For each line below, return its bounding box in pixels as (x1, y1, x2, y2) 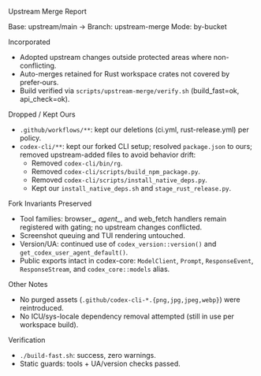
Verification (8, 335, 46, 344)
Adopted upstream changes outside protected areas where (19, 53, 212, 61)
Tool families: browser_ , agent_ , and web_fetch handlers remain (19, 214, 227, 223)
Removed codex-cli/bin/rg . (31, 158, 123, 168)
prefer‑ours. (19, 78, 59, 87)
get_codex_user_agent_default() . (19, 248, 129, 257)
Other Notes (8, 280, 48, 289)
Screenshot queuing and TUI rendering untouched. (19, 231, 185, 240)
